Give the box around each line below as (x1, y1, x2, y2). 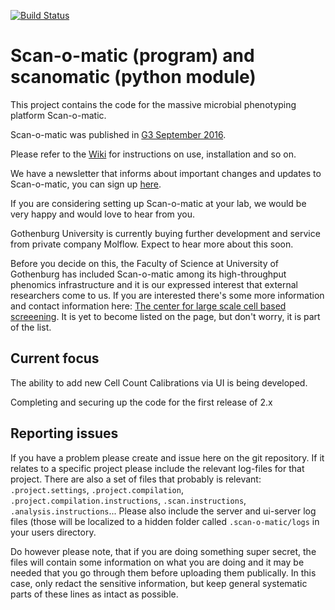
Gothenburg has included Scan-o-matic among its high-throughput (10, 268, 287, 280)
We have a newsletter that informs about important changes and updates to (10, 167, 322, 179)
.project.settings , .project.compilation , (10, 483, 184, 495)
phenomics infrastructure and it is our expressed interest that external (10, 278, 299, 290)
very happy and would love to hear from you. (10, 208, 196, 220)
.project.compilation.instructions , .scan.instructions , (10, 494, 247, 506)
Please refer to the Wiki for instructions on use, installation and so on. (10, 148, 297, 160)
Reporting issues (10, 425, 119, 442)
